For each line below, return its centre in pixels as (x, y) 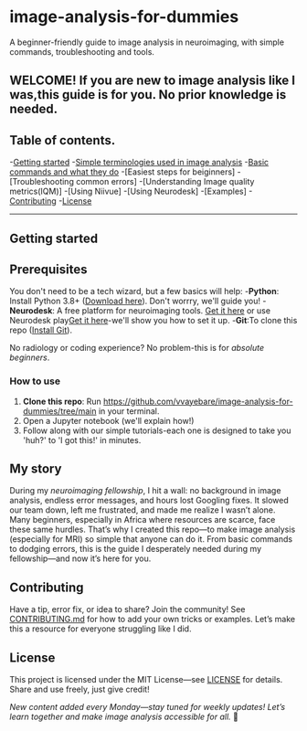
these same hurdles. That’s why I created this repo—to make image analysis (153, 530)
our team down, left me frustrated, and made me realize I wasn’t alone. (143, 510)
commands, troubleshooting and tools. (82, 51)
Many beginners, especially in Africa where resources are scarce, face (143, 520)
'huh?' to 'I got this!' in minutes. (82, 440)
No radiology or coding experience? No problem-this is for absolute (137, 348)
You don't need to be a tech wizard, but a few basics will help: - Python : (144, 291)
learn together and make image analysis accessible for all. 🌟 (124, 717)
